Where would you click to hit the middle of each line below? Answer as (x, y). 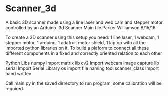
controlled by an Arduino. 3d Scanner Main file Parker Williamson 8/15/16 (80, 27)
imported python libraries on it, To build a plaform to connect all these (77, 48)
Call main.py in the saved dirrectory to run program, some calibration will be (83, 83)
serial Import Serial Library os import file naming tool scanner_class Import (82, 68)
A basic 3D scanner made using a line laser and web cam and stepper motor (84, 22)
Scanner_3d (31, 9)
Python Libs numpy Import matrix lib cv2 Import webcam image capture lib (82, 63)
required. (15, 88)
